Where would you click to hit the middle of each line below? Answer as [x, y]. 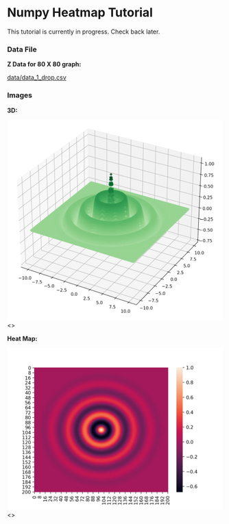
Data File [22, 49]
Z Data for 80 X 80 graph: [44, 64]
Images [20, 95]
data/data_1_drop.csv [37, 77]
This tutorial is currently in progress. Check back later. [84, 32]
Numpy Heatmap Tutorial [80, 13]
